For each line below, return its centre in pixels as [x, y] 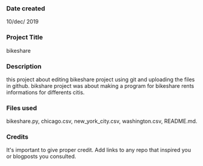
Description [24, 66]
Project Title [25, 38]
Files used [22, 108]
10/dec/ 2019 [23, 22]
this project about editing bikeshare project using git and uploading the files [101, 79]
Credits [17, 137]
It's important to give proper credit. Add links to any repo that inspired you [99, 150]
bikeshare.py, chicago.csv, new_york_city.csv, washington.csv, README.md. [102, 121]
